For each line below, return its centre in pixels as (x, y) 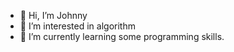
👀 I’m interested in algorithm (77, 26)
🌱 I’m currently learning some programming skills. (122, 36)
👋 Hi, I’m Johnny (53, 15)
